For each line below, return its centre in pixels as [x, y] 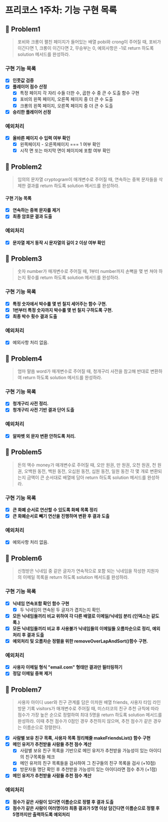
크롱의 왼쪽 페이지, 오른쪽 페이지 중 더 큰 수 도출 [66, 105]
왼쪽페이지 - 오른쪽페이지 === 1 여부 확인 [60, 144]
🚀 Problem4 [24, 358]
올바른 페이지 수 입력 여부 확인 [41, 138]
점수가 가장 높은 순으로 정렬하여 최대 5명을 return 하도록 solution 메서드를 [90, 715]
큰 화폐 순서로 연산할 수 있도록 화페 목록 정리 [55, 510]
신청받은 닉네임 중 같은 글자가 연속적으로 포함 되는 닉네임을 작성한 [81, 571]
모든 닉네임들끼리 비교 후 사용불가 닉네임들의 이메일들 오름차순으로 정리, [82, 628]
